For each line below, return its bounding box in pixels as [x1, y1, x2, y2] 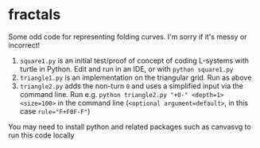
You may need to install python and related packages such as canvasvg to [8, 122, 252, 131]
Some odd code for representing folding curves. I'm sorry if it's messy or [8, 32, 247, 41]
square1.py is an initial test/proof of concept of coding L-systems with [19, 56, 249, 65]
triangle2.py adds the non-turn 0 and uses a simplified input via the [19, 81, 244, 91]
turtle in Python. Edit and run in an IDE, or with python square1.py [19, 64, 234, 73]
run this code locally [8, 130, 75, 140]
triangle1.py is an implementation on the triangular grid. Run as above [19, 72, 252, 82]
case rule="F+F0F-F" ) [19, 106, 91, 116]
